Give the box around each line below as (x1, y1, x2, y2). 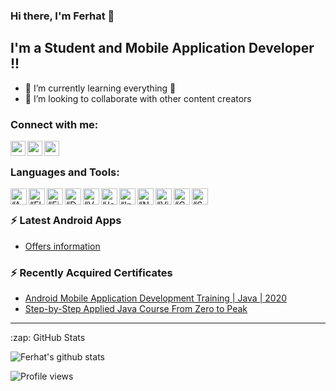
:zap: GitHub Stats (10, 331, 86, 343)
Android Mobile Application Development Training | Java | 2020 (24, 292, 287, 304)
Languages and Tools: (10, 165, 120, 179)
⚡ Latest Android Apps (10, 214, 122, 228)
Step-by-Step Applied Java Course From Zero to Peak (24, 302, 248, 314)
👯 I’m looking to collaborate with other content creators (24, 92, 252, 104)
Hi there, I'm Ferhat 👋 (10, 9, 115, 23)
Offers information (24, 240, 101, 252)
